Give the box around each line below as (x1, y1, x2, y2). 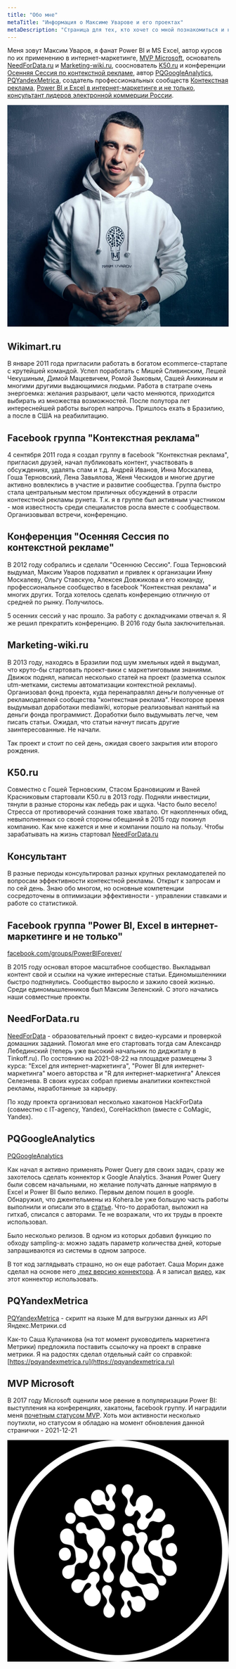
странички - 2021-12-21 (7, 1426, 77, 1435)
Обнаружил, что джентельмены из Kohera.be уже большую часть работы (7, 1195, 229, 1203)
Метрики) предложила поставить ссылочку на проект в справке (7, 1342, 202, 1350)
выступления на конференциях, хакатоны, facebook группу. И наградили (7, 1404, 227, 1412)
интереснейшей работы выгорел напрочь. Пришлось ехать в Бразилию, (7, 404, 225, 413)
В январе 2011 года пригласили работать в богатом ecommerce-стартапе (7, 359, 228, 368)
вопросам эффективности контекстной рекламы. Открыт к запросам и (7, 876, 221, 885)
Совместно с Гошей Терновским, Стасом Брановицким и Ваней (7, 785, 200, 794)
